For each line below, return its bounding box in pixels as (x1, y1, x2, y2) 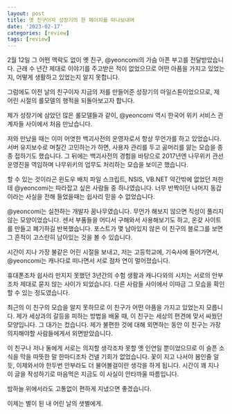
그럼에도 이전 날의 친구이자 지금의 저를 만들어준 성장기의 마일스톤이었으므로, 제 (7, 88, 220, 96)
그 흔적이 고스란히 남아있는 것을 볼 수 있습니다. (7, 233, 133, 242)
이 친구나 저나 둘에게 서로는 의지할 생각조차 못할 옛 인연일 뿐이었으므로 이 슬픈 (7, 344, 218, 352)
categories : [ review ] (7, 29, 70, 37)
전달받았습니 (190, 56, 224, 64)
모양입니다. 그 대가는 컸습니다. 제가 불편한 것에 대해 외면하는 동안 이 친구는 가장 (7, 321, 222, 329)
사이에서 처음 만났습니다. (25, 120, 93, 128)
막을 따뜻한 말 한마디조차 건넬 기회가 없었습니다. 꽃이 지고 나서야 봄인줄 (19, 352, 213, 361)
